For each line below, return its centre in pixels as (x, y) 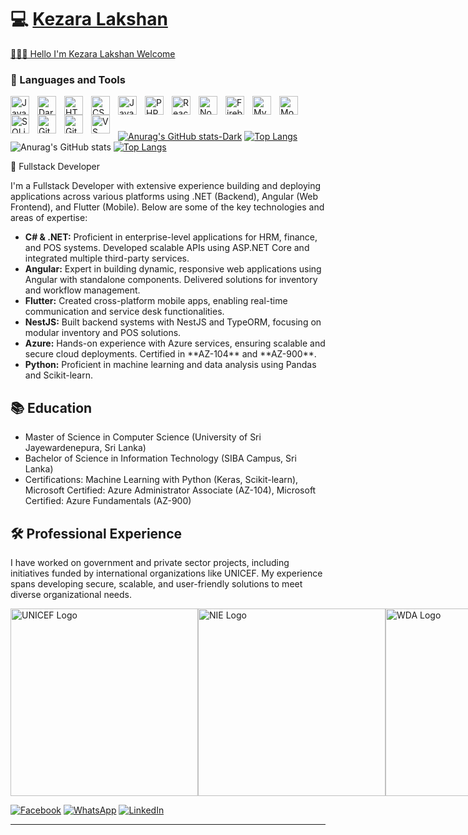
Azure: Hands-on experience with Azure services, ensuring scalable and (175, 343)
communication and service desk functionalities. (124, 312)
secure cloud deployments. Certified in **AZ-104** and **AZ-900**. (170, 354)
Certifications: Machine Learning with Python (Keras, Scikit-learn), (161, 480)
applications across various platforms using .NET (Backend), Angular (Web (164, 197)
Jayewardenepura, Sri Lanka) (85, 448)
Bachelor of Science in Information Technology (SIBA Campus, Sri (160, 458)
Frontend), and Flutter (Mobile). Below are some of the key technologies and (167, 207)
